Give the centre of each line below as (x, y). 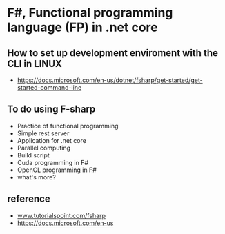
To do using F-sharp (51, 109)
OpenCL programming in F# (57, 170)
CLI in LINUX (35, 64)
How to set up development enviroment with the (113, 53)
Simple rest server (43, 133)
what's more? (37, 177)
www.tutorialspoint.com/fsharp (61, 215)
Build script (33, 155)
